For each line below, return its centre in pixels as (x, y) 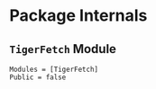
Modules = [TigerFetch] (54, 69)
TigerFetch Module (63, 49)
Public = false (38, 77)
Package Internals (78, 16)
